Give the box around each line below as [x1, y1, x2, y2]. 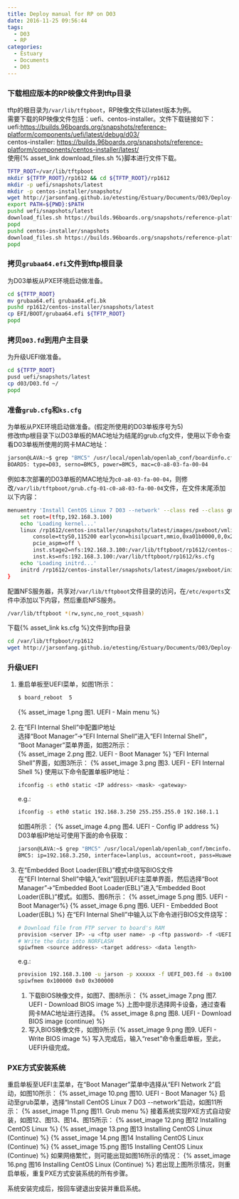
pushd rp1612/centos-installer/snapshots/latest [7, 304, 154, 311]
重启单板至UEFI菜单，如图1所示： [17, 680, 116, 689]
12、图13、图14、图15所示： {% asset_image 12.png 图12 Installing [31, 1116, 227, 1124]
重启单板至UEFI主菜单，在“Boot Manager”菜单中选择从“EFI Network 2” [7, 1080, 215, 1089]
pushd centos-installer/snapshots [7, 227, 110, 235]
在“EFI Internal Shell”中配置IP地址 [17, 723, 116, 731]
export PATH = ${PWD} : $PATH [7, 201, 84, 208]
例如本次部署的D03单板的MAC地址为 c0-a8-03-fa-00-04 [7, 475, 169, 483]
